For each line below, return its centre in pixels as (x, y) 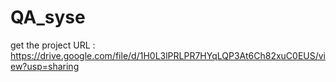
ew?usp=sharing (45, 66)
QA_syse (48, 17)
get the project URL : (53, 45)
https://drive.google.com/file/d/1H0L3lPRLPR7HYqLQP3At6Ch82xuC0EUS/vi (168, 55)
